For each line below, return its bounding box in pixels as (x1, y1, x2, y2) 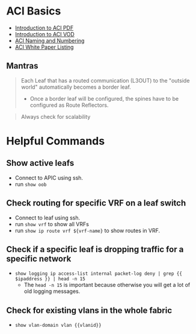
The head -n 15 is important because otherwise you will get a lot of (23, 282, 191, 289)
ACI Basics (6, 4, 61, 18)
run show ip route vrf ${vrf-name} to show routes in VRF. (14, 227, 161, 234)
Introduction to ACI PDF (14, 24, 74, 31)
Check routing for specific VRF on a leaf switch (6, 198, 186, 209)
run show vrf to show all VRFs (14, 220, 89, 227)
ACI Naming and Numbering (14, 37, 85, 44)
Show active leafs (6, 158, 75, 168)
